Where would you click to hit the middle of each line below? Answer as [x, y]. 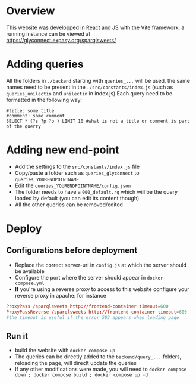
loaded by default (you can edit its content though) [77, 198]
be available [29, 271]
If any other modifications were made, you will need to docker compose [101, 369]
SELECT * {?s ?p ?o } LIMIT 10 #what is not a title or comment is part [98, 121]
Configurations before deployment [72, 251]
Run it [17, 336]
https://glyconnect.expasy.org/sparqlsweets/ [61, 40]
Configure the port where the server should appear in [80, 277]
